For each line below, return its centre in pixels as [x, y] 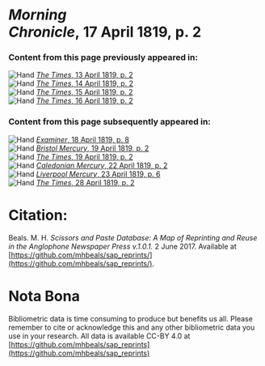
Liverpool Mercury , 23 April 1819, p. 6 [98, 174]
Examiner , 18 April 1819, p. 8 [82, 139]
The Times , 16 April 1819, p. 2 [84, 101]
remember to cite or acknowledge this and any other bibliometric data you [132, 327]
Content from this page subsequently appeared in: [110, 121]
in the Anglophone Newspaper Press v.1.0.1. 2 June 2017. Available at [122, 246]
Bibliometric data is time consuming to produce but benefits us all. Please [130, 318]
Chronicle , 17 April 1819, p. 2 [105, 32]
